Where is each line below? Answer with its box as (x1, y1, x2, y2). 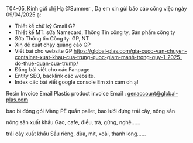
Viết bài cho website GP (14, 47, 73, 55)
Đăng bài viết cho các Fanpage (14, 66, 90, 73)
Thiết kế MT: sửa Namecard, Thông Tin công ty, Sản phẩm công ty (14, 29, 175, 36)
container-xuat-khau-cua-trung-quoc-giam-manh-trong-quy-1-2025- (14, 54, 182, 60)
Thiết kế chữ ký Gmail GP (14, 23, 76, 29)
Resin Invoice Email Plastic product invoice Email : (6, 90, 126, 97)
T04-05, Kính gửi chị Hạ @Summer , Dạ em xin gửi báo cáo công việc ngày (6, 5, 187, 12)
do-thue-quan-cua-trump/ (14, 60, 78, 67)
